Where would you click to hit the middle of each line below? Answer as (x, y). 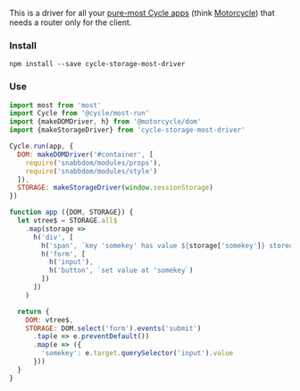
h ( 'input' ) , (71, 262)
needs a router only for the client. (71, 22)
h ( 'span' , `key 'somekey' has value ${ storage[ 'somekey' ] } (154, 245)
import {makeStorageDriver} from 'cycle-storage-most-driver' (127, 130)
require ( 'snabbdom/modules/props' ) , (94, 163)
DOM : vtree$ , (50, 320)
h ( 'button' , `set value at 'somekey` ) (121, 271)
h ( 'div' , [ (53, 237)
